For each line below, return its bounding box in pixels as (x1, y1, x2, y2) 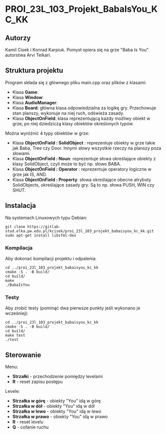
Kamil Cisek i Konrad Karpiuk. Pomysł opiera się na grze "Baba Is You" (5, 47, 149, 52)
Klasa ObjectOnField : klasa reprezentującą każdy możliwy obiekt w (12, 115, 151, 121)
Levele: (5, 388, 20, 394)
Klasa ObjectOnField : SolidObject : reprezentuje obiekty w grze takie (12, 140, 156, 145)
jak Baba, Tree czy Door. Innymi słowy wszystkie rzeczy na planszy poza (12, 145, 162, 151)
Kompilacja (5, 244, 33, 251)
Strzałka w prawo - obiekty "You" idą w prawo (12, 414, 108, 420)
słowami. (12, 150, 31, 156)
